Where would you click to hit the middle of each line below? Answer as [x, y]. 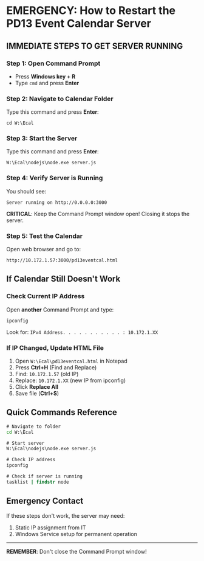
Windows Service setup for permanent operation [76, 534]
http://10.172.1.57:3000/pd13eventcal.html [62, 260]
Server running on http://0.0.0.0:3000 [57, 202]
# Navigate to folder [34, 427]
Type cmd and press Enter [47, 83]
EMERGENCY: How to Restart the [91, 11]
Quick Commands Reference [62, 412]
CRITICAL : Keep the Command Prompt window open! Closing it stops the [98, 214]
